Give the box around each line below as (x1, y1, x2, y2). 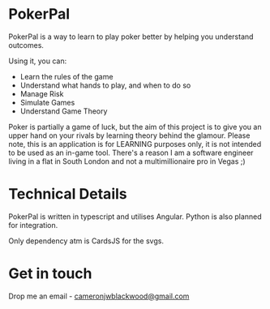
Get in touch (8, 264, 92, 283)
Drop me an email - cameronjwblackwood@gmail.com (8, 291, 190, 301)
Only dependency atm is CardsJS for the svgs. (8, 236, 165, 246)
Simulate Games (19, 97, 75, 107)
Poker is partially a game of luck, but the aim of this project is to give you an (8, 122, 262, 131)
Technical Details (8, 185, 127, 204)
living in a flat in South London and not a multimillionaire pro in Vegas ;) (8, 156, 246, 166)
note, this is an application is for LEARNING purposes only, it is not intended (8, 139, 262, 148)
